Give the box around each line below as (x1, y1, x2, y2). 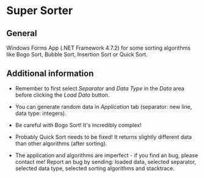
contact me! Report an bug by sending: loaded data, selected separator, (15, 158, 197, 165)
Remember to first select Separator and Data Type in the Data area (15, 84, 184, 92)
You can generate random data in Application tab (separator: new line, (15, 103, 192, 110)
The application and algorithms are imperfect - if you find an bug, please (15, 151, 199, 159)
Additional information (6, 69, 94, 79)
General (6, 28, 38, 39)
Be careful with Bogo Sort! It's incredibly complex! (15, 121, 142, 128)
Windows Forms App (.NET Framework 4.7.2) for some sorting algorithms (6, 44, 191, 51)
